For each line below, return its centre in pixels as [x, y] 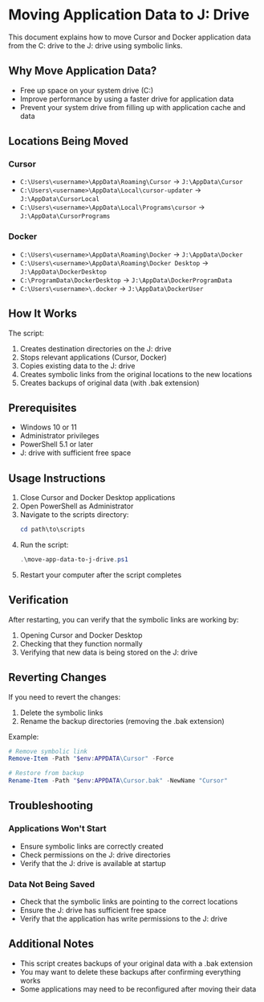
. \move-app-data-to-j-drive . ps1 [74, 560]
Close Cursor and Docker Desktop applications [97, 498]
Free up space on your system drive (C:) [87, 90]
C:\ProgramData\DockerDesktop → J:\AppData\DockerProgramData [126, 280]
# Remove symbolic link [48, 751]
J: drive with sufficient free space [75, 453]
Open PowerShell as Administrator [77, 506]
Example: [24, 737]
